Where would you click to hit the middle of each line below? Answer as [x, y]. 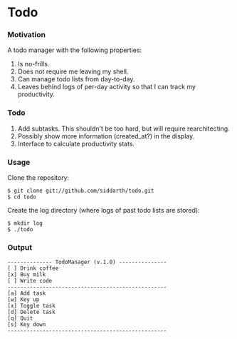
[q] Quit [20, 318]
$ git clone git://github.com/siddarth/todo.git [81, 191]
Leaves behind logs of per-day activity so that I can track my [106, 87]
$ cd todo [22, 197]
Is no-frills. [33, 64]
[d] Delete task [31, 312]
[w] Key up [23, 300]
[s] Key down [27, 325]
